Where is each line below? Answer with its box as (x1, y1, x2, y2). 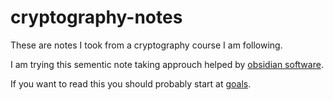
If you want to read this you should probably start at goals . (10, 77, 252, 90)
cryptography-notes (10, 6, 183, 29)
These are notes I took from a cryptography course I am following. (10, 39, 283, 51)
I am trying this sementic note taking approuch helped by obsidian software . (10, 58, 324, 70)
